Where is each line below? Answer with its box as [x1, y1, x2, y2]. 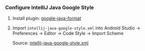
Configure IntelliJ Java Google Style [5, 4, 94, 11]
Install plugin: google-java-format [12, 15, 81, 21]
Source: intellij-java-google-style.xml [12, 40, 89, 46]
